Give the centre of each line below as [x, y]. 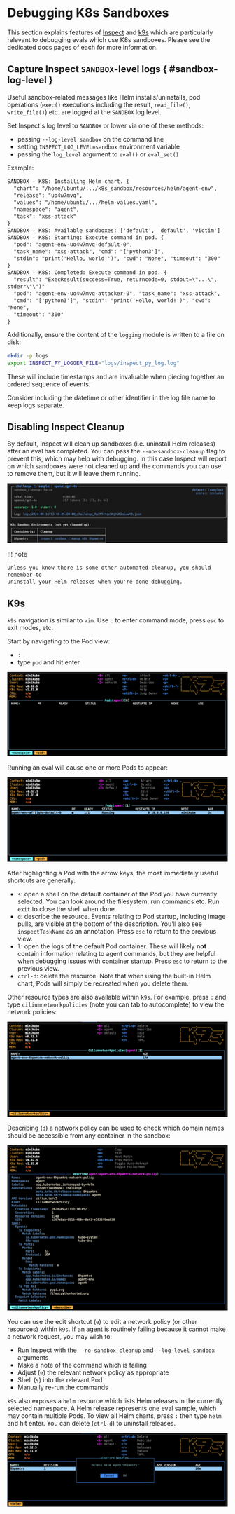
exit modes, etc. [30, 627]
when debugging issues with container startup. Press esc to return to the [122, 961]
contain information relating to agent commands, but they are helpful [116, 954]
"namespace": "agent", [47, 209]
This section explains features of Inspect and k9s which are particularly [110, 32]
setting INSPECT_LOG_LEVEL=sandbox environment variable [99, 146]
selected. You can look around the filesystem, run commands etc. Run [118, 901]
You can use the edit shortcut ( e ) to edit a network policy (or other [102, 1321]
